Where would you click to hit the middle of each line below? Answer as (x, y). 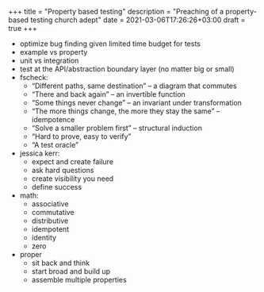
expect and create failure (72, 161)
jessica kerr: (40, 153)
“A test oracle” (55, 145)
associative (50, 204)
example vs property (54, 52)
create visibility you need (73, 179)
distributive (50, 221)
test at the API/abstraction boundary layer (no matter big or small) (127, 69)
